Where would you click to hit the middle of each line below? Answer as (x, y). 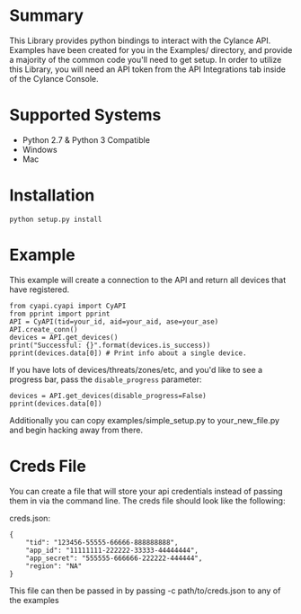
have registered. (40, 289)
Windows (40, 149)
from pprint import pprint (60, 314)
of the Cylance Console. (54, 78)
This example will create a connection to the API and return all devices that (148, 280)
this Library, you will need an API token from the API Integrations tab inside (147, 69)
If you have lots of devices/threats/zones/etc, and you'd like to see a (136, 369)
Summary (46, 16)
